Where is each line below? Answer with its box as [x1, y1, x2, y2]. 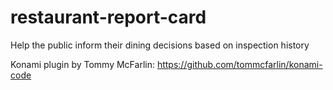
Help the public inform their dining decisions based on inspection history [10, 39, 310, 51]
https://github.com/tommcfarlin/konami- [156, 58, 323, 70]
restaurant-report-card [10, 6, 207, 29]
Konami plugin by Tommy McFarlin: [10, 58, 155, 70]
